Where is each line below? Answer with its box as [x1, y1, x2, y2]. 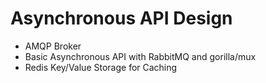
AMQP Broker [24, 40, 82, 52]
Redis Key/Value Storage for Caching [24, 61, 178, 73]
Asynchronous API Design [10, 7, 233, 30]
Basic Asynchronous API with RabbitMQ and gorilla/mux [24, 50, 257, 62]
